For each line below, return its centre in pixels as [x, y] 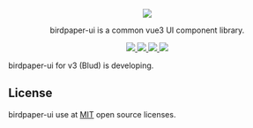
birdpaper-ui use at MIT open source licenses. [92, 114]
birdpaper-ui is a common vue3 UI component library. [147, 30]
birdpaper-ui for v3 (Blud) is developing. [81, 65]
